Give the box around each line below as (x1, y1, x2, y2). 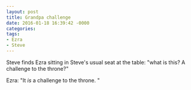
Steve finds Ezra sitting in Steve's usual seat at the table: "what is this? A (6, 58, 186, 66)
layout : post (6, 8, 39, 15)
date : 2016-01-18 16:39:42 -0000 (6, 20, 90, 26)
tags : (6, 31, 20, 37)
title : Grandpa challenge (6, 14, 71, 20)
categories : (6, 25, 36, 32)
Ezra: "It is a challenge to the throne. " (6, 76, 100, 84)
